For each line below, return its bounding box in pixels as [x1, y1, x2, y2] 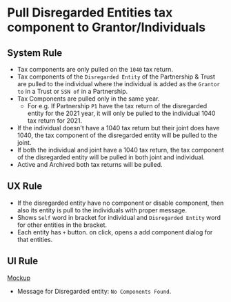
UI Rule [7, 255, 39, 267]
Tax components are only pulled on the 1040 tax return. [17, 66, 174, 73]
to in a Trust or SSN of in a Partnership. [17, 88, 128, 95]
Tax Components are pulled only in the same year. [17, 94, 160, 103]
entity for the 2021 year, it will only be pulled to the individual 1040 [27, 109, 216, 117]
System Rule [7, 47, 63, 59]
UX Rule [7, 181, 43, 192]
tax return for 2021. [27, 117, 83, 125]
